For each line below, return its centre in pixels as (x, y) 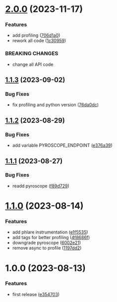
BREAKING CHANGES (32, 54)
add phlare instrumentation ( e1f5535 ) (50, 232)
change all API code (33, 64)
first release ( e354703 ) (36, 294)
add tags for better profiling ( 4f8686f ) (51, 238)
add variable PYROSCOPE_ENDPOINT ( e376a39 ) (62, 145)
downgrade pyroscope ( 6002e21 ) (47, 243)
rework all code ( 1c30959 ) (39, 41)
